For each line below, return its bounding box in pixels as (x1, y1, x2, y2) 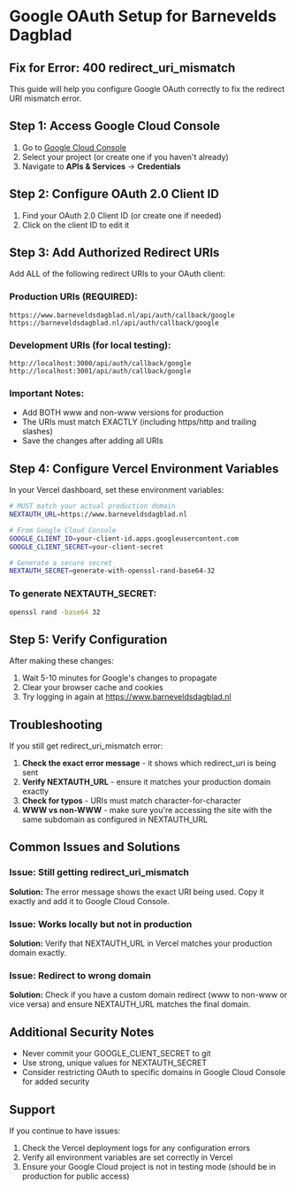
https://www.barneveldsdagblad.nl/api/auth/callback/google (9, 311, 236, 319)
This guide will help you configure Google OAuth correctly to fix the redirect (9, 84, 285, 94)
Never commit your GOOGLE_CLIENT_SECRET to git (21, 1048, 211, 1059)
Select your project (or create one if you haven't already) (21, 151, 230, 162)
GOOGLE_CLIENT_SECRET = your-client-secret (9, 542, 164, 551)
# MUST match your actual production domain (9, 502, 176, 511)
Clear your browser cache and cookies (21, 682, 163, 693)
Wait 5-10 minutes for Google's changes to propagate (21, 672, 217, 683)
